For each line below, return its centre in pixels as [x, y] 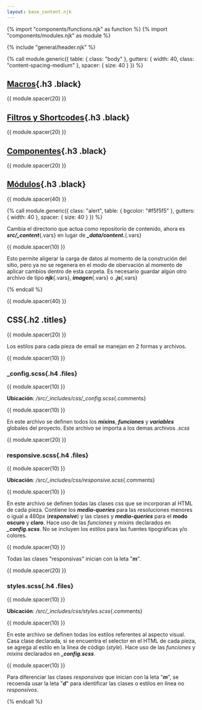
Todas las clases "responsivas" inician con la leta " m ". [74, 559]
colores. [17, 536]
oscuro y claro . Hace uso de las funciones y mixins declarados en [89, 523]
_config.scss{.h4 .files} [42, 373]
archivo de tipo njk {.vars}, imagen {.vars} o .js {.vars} [72, 277]
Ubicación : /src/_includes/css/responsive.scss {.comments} [81, 480]
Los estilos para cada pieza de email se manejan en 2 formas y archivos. [97, 346]
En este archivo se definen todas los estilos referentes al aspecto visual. [96, 634]
